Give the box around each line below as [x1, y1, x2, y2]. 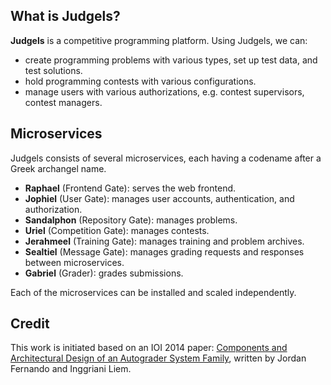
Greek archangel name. [10, 162, 107, 174]
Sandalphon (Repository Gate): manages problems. [24, 214, 238, 226]
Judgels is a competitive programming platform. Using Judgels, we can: [10, 34, 308, 46]
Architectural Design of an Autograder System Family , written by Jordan [10, 352, 307, 364]
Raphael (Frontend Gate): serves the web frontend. [24, 182, 237, 194]
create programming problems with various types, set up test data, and [24, 54, 318, 66]
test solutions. [24, 64, 83, 76]
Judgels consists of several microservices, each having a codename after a [10, 152, 322, 164]
